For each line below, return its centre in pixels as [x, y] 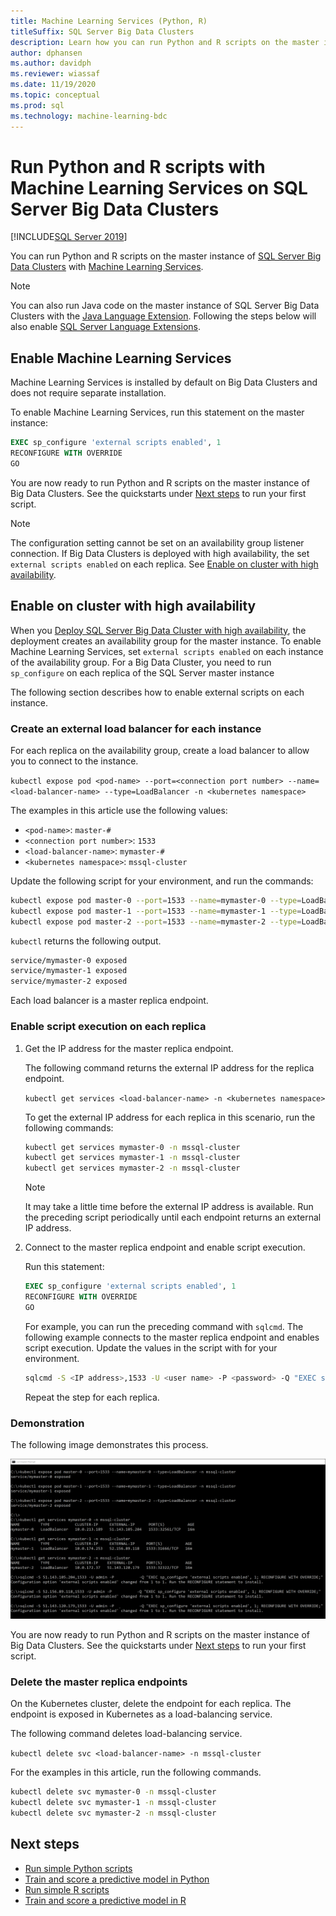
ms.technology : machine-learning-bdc [89, 116]
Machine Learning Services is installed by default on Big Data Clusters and [164, 382]
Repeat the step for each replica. [92, 1397]
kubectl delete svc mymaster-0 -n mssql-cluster [113, 1792]
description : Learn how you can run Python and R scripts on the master [165, 42]
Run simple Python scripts [78, 1868]
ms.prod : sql [37, 105]
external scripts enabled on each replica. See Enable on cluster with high [164, 564]
